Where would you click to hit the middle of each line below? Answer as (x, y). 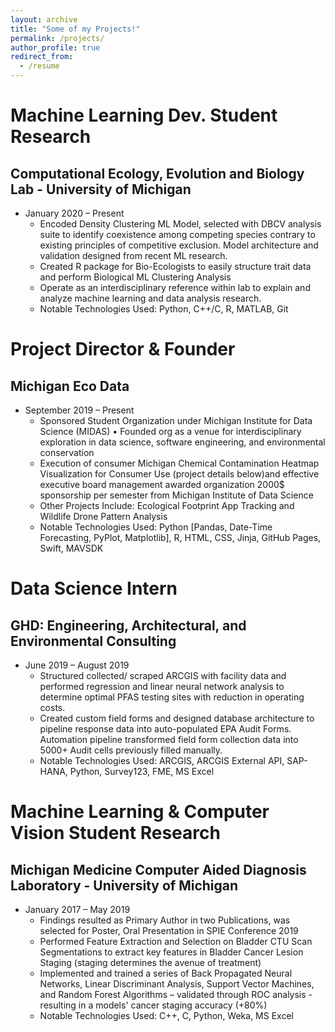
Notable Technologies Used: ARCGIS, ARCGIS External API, (162, 760)
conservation (67, 452)
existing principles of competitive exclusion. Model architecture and (179, 245)
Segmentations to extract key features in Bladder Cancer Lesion (171, 952)
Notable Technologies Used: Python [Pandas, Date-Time (156, 527)
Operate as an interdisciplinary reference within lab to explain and (175, 287)
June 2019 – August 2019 (77, 665)
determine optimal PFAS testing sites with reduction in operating (172, 697)
